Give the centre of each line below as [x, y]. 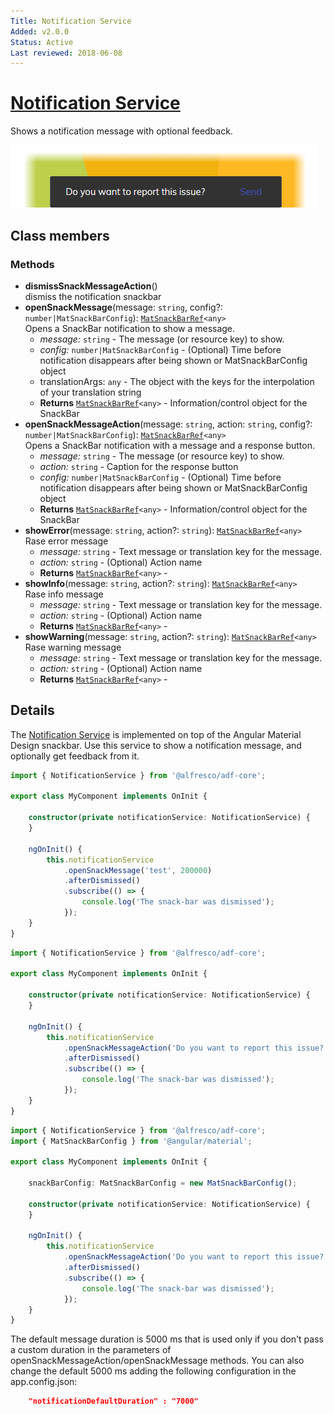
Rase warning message [73, 647]
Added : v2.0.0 [40, 31]
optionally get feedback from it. [75, 756]
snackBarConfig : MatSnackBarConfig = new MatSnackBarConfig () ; [163, 1183]
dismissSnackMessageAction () [91, 286]
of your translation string [90, 392]
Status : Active [42, 42]
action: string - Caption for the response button [139, 466]
